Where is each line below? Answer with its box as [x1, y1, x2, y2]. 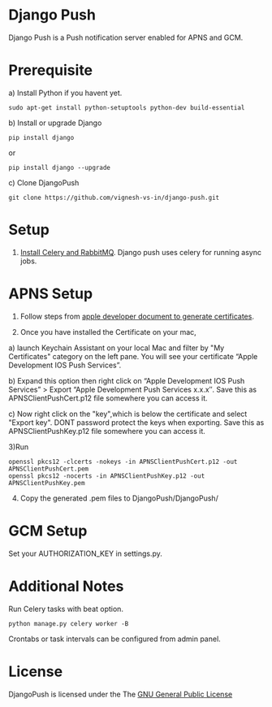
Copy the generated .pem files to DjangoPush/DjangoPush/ [19, 493, 219, 503]
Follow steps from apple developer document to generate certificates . [19, 311, 254, 321]
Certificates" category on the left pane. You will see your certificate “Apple [8, 351, 258, 361]
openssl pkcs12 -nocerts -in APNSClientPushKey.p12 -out [8, 471, 205, 480]
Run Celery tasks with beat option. [8, 604, 124, 614]
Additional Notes [8, 577, 124, 595]
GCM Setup [8, 522, 88, 540]
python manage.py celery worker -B [8, 619, 129, 627]
